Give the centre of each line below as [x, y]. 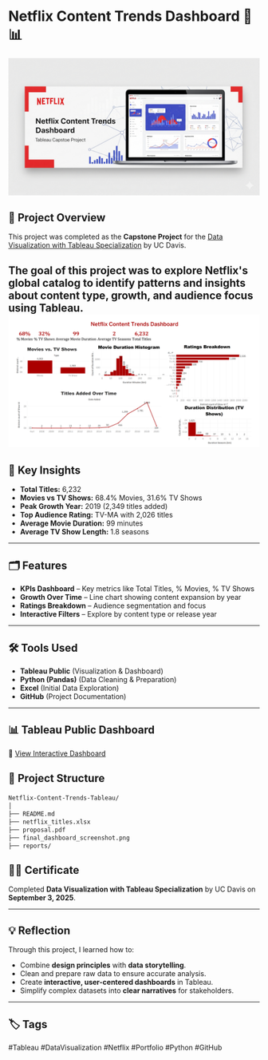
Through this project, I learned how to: [71, 950]
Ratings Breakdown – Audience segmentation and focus [113, 605]
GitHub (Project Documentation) [73, 697]
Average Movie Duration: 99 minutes [81, 523]
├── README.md [32, 814]
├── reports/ [30, 846]
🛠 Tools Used [43, 647]
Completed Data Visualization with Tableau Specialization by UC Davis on [132, 889]
